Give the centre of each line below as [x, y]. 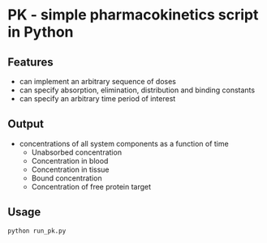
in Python [41, 32]
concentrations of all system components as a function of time [124, 143]
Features [30, 62]
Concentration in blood [70, 160]
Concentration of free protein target [91, 186]
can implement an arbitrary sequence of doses [97, 81]
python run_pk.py [37, 231]
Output [26, 124]
